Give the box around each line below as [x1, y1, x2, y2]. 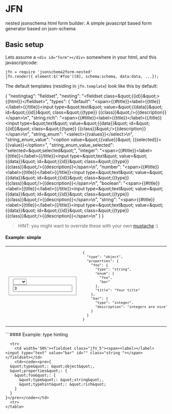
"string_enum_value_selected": [49, 142, 114, 148]
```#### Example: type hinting [5, 331, 68, 338]
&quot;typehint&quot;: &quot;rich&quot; [18, 382, 106, 387]
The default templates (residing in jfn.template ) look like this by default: [5, 83, 158, 89]
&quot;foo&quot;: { [14, 372, 56, 378]
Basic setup [5, 41, 44, 49]
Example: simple [5, 234, 41, 241]
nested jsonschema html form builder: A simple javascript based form [5, 20, 152, 26]
